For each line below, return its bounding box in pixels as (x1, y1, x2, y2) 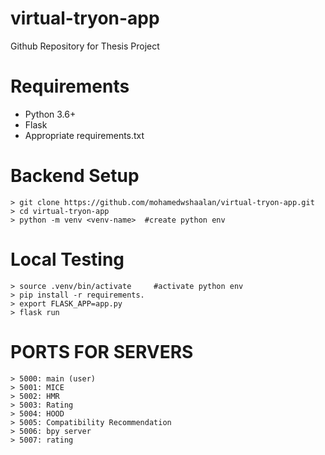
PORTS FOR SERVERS (10, 340, 194, 363)
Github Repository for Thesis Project (10, 40, 160, 52)
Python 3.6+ (24, 108, 77, 120)
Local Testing (10, 248, 125, 271)
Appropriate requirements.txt (24, 129, 145, 141)
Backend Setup (10, 165, 140, 187)
